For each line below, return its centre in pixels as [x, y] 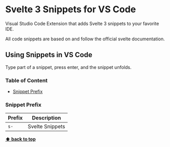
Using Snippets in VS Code [49, 55]
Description [46, 118]
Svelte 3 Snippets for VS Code [71, 9]
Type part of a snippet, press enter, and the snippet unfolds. [68, 67]
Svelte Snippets [46, 127]
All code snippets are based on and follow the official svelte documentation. [85, 39]
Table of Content [27, 80]
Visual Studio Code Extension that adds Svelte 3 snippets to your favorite [82, 23]
